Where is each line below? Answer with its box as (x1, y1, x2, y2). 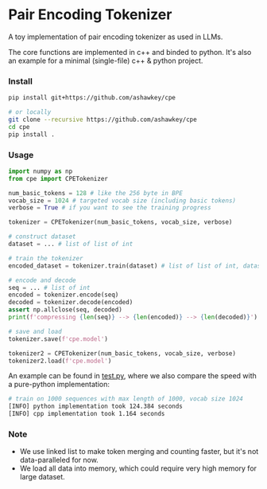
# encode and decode (8, 276, 77, 284)
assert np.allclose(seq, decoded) (8, 306, 123, 314)
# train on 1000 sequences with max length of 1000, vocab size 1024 (8, 395, 244, 403)
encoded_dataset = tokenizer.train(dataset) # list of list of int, (8, 261, 240, 270)
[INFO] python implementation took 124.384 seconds (8, 402, 183, 411)
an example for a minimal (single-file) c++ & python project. (8, 56, 203, 65)
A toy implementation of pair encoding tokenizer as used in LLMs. (8, 32, 223, 41)
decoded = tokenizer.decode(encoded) (8, 299, 133, 307)
